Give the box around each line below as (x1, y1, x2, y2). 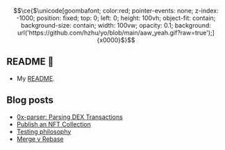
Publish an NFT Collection (16, 120, 92, 128)
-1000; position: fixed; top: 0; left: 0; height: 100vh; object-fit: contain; (16, 14, 216, 22)
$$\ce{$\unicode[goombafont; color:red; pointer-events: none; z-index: (12, 7, 219, 15)
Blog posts (6, 94, 53, 106)
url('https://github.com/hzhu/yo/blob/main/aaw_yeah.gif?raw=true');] (17, 28, 215, 37)
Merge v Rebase (16, 135, 64, 143)
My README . (16, 74, 55, 82)
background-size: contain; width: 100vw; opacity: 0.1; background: (21, 21, 211, 29)
